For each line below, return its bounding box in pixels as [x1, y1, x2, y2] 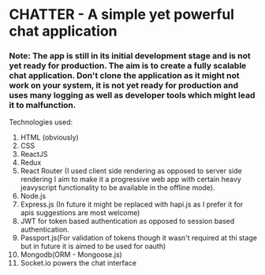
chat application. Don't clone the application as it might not [9, 70, 240, 81]
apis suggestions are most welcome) [20, 208, 140, 217]
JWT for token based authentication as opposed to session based [20, 217, 235, 226]
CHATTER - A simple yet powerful [9, 6, 235, 24]
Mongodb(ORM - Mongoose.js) [20, 250, 123, 259]
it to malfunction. [9, 100, 77, 111]
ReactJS [20, 150, 48, 159]
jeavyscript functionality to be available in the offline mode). [20, 183, 215, 192]
